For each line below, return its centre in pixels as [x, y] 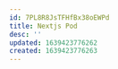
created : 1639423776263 [54, 51]
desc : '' [25, 34]
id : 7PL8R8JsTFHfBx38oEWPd [59, 17]
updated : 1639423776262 [54, 43]
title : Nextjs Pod [43, 26]
